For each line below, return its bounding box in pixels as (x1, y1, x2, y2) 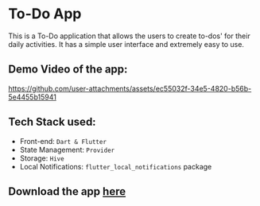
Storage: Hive (19, 153, 65, 163)
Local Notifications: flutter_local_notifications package (19, 161, 212, 171)
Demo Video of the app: (8, 63, 128, 76)
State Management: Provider (19, 145, 115, 154)
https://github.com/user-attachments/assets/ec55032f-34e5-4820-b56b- (8, 84, 252, 93)
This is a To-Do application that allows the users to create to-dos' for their (8, 31, 250, 41)
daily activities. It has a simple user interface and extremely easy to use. (8, 39, 245, 49)
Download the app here (8, 185, 126, 198)
